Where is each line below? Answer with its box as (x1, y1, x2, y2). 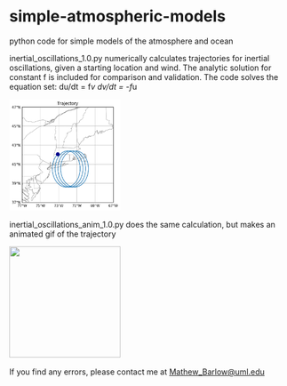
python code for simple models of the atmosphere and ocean (9, 36, 234, 46)
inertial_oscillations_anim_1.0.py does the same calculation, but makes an (9, 219, 275, 229)
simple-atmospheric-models (9, 6, 227, 27)
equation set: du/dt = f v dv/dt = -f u (9, 81, 138, 92)
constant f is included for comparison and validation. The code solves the (9, 71, 279, 82)
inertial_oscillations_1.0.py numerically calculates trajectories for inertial (9, 52, 270, 63)
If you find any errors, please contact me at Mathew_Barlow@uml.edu (9, 366, 265, 377)
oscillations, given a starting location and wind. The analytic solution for (9, 62, 272, 73)
